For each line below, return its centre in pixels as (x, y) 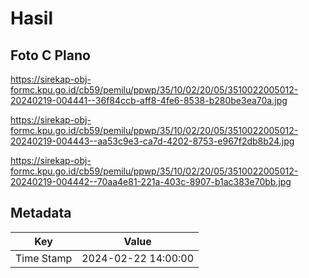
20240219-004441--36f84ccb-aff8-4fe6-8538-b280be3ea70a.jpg (149, 100)
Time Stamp (44, 258)
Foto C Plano (50, 55)
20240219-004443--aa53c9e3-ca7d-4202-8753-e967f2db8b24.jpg (152, 141)
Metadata (41, 213)
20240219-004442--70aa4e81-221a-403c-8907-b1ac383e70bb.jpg (151, 181)
